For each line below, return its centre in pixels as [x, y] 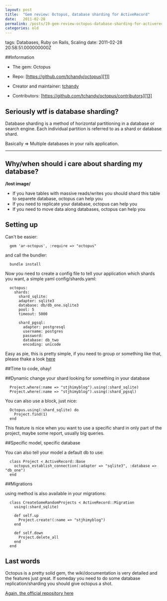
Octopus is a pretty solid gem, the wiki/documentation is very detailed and [81, 573]
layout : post [19, 10]
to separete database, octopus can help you [57, 198]
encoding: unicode [42, 344]
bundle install [25, 264]
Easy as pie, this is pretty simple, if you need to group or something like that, [83, 353]
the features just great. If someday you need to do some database [73, 578]
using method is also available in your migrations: [56, 493]
